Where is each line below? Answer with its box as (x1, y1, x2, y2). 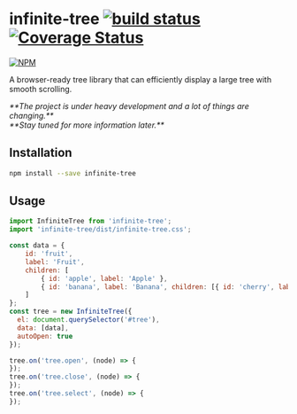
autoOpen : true (17, 332, 73, 340)
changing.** (9, 110, 55, 121)
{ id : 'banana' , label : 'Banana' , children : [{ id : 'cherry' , (41, 282, 275, 292)
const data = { (9, 241, 65, 250)
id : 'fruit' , (25, 249, 73, 259)
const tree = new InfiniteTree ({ (9, 307, 133, 316)
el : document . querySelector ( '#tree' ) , (17, 316, 161, 324)
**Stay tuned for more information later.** (9, 120, 165, 130)
